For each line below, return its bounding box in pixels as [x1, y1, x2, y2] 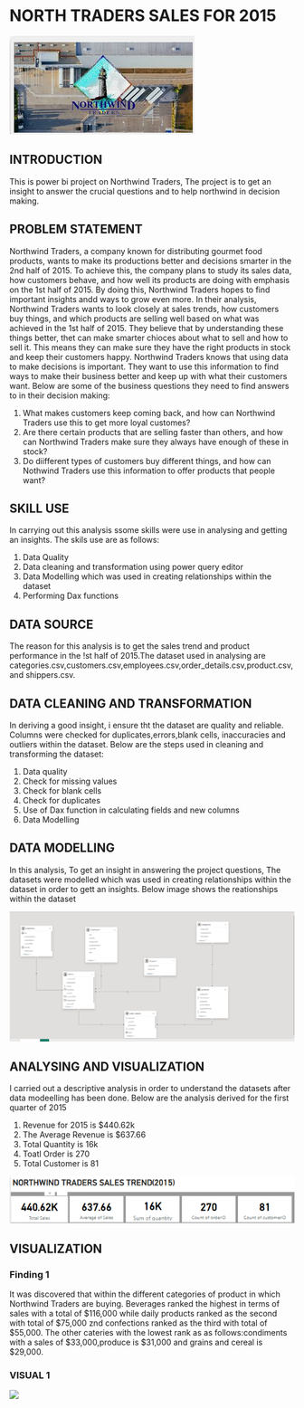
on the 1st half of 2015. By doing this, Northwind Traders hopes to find [9, 284, 271, 295]
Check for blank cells [22, 785, 102, 796]
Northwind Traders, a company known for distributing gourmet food [9, 245, 262, 256]
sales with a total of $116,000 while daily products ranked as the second [9, 1308, 278, 1318]
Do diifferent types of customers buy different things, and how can [22, 455, 271, 466]
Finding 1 [9, 1268, 50, 1280]
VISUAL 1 [9, 1368, 51, 1381]
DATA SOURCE [9, 616, 94, 632]
